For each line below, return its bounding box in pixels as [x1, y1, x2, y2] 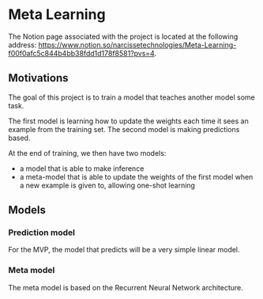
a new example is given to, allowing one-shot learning [19, 180, 196, 190]
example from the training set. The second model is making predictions [8, 124, 240, 134]
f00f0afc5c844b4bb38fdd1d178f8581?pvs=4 [8, 48, 155, 58]
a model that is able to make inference [19, 164, 145, 173]
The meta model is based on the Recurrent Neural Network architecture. [8, 282, 243, 292]
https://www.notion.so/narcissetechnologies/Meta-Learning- [38, 40, 237, 49]
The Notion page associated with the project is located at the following [8, 32, 239, 41]
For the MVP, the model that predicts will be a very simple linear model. [8, 245, 240, 255]
